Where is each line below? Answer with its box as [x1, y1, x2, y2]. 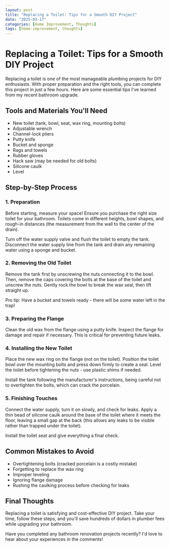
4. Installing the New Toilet [5, 345, 73, 352]
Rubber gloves [12, 152, 43, 158]
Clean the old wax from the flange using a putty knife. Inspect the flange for [5, 327, 164, 333]
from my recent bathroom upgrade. [5, 92, 79, 98]
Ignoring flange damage [12, 476, 63, 483]
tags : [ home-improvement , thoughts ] [5, 26, 83, 31]
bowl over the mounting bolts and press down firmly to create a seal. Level [5, 361, 161, 368]
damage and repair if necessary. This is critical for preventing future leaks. [5, 332, 161, 338]
